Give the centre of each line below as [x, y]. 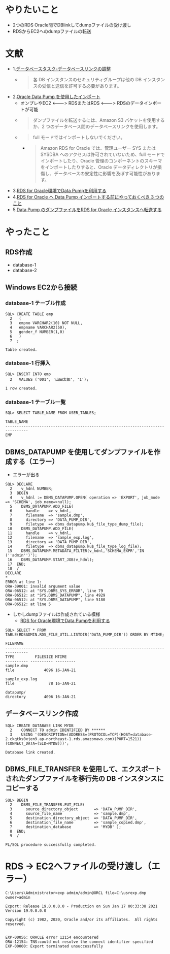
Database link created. [30, 752]
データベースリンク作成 [42, 714]
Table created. [21, 350]
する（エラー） [35, 461]
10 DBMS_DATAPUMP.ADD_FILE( [40, 529]
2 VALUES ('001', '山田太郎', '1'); [49, 379]
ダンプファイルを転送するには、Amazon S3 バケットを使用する [99, 120]
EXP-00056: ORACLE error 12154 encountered [52, 937]
